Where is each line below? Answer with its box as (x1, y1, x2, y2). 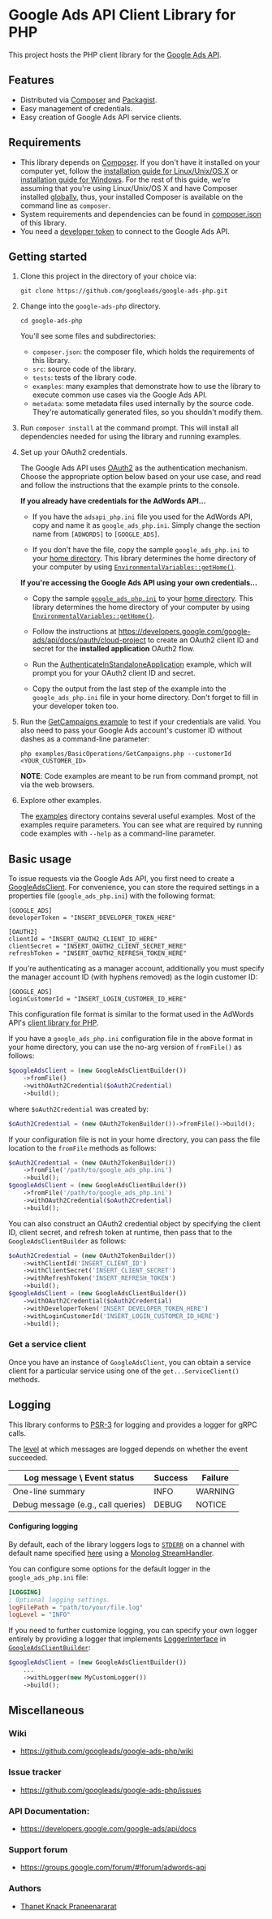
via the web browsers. (19, 780, 95, 789)
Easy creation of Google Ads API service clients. (19, 112, 183, 122)
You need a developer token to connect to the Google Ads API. (19, 226, 230, 236)
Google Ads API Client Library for (8, 6, 236, 24)
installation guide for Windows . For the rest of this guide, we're (19, 175, 231, 184)
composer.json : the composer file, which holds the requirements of (32, 347, 256, 357)
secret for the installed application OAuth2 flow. (32, 644, 195, 654)
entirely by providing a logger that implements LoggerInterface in (8, 1634, 227, 1644)
